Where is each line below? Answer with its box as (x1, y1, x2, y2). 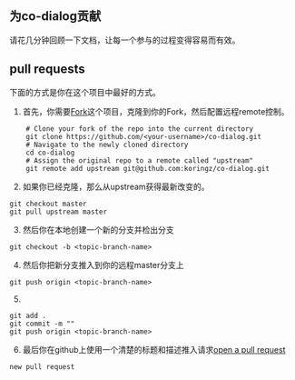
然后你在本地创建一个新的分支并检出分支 (22, 224, 174, 235)
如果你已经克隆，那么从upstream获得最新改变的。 (22, 181, 211, 192)
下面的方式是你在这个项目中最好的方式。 (9, 86, 161, 97)
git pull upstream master (9, 207, 107, 216)
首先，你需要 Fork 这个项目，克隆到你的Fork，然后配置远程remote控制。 (22, 105, 290, 116)
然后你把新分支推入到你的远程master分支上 (22, 259, 184, 270)
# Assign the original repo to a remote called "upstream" (25, 155, 254, 165)
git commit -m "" (9, 319, 75, 328)
